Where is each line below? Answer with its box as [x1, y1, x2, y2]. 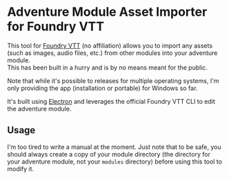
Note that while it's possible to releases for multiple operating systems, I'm [7, 76, 219, 85]
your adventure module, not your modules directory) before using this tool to [7, 157, 223, 166]
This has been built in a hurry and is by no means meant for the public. [7, 63, 208, 71]
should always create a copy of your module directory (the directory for [7, 150, 210, 158]
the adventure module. [7, 104, 72, 113]
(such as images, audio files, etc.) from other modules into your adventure [7, 49, 218, 57]
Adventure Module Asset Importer [7, 4, 208, 20]
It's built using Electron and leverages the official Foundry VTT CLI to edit [7, 97, 216, 105]
